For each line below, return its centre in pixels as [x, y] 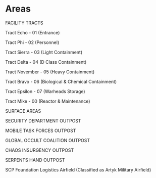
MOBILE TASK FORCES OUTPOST [41, 130]
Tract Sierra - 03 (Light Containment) [44, 52]
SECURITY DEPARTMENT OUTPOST [43, 121]
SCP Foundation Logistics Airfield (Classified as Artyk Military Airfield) [78, 169]
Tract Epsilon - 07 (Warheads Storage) [45, 91]
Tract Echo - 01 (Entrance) [33, 32]
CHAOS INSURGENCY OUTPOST [40, 150]
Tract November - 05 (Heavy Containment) [50, 72]
